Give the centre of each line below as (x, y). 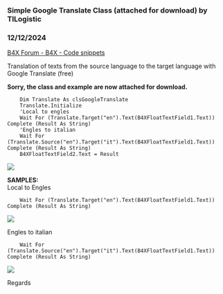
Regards (19, 283)
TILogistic (24, 19)
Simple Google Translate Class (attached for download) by (107, 10)
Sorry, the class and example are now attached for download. (98, 87)
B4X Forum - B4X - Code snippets (56, 53)
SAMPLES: (23, 180)
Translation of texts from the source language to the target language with (111, 66)
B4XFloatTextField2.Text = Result (69, 155)
